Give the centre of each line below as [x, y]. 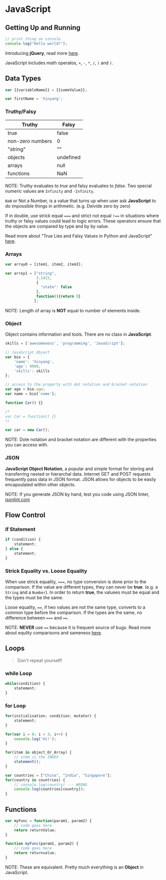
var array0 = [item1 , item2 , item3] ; [44, 264]
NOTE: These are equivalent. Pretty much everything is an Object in [74, 867]
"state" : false [56, 287]
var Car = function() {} [31, 416]
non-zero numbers [30, 141]
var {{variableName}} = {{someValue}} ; [46, 90]
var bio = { [17, 357]
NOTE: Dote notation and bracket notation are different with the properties [81, 440]
